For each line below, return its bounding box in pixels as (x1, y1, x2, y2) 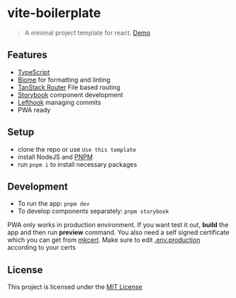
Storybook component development (17, 90, 123, 99)
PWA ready (17, 105, 51, 114)
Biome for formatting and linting (17, 75, 111, 84)
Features (7, 49, 47, 61)
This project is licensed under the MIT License (7, 282, 143, 292)
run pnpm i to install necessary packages (17, 160, 137, 168)
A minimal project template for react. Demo (24, 28, 151, 37)
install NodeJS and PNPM (17, 153, 94, 161)
